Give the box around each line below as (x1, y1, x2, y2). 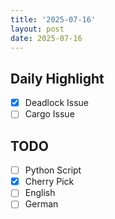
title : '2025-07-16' (10, 14, 97, 25)
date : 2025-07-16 (10, 33, 83, 43)
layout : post (10, 24, 65, 34)
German (24, 198, 59, 210)
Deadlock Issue (24, 97, 90, 109)
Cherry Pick (24, 176, 75, 188)
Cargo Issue (24, 108, 75, 120)
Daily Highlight (10, 70, 105, 87)
